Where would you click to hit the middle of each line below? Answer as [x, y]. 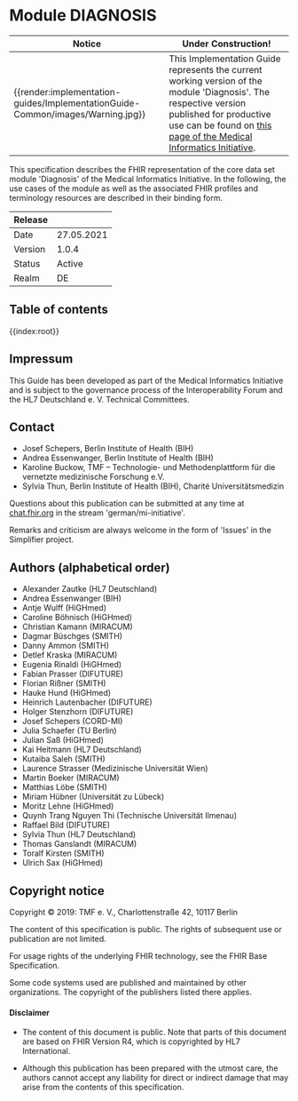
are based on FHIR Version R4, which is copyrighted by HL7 [131, 1041]
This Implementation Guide [224, 59]
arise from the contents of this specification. [103, 1087]
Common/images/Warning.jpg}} [80, 114]
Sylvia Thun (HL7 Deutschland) [79, 834]
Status [27, 263]
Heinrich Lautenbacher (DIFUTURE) [87, 702]
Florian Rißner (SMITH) [64, 683]
